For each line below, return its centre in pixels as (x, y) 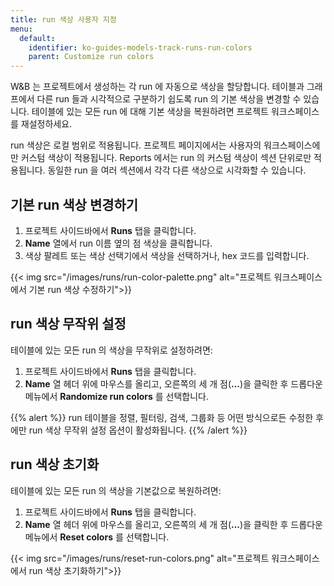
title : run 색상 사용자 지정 (63, 19)
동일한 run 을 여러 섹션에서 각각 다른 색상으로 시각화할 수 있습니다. (177, 170)
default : (37, 38)
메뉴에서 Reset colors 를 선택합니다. (97, 537)
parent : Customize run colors (91, 57)
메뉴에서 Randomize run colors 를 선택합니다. (117, 396)
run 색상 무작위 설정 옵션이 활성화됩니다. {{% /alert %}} (138, 430)
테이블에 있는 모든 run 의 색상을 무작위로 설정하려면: (111, 350)
